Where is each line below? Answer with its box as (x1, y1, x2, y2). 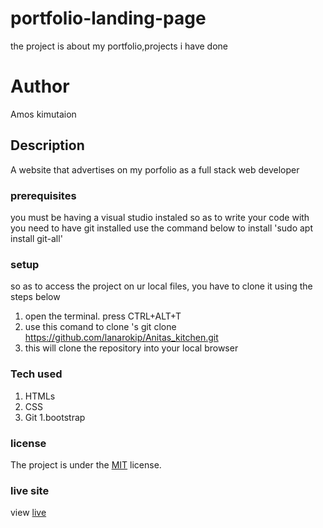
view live (10, 507, 47, 519)
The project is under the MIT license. (10, 458, 162, 471)
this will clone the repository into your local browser (24, 342, 239, 354)
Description (10, 137, 85, 154)
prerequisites (10, 188, 77, 202)
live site (10, 483, 50, 497)
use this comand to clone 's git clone (24, 321, 177, 333)
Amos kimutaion (10, 108, 77, 120)
